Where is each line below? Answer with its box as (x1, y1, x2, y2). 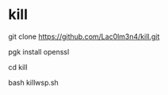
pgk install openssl (8, 47, 70, 56)
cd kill (8, 62, 28, 72)
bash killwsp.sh (8, 78, 59, 87)
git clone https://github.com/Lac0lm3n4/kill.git (8, 32, 160, 41)
